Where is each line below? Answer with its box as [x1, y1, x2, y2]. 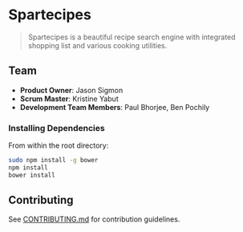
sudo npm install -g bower [8, 157, 99, 165]
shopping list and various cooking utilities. [27, 40, 168, 50]
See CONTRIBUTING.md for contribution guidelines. [8, 214, 180, 224]
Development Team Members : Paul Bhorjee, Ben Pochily [19, 102, 210, 112]
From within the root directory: [8, 140, 109, 150]
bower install [8, 171, 56, 179]
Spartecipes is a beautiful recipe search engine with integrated [27, 32, 236, 42]
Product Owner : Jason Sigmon [19, 85, 124, 95]
